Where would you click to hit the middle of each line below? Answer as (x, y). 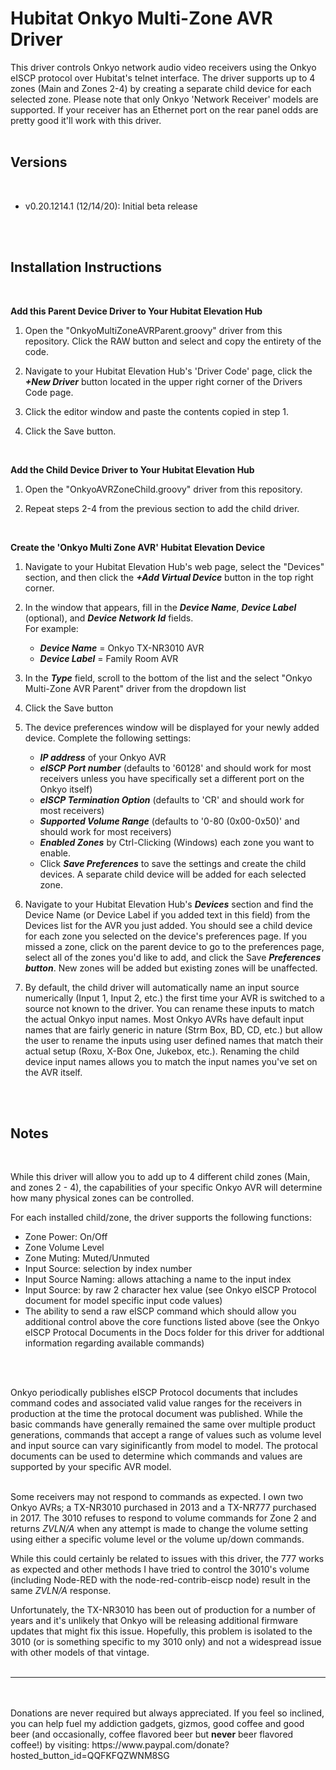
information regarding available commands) (114, 1343)
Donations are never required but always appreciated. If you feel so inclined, (167, 1713)
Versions (39, 162)
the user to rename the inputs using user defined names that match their (174, 1040)
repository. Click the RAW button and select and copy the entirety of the (173, 341)
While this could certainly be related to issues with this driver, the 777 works (167, 1559)
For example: (51, 628)
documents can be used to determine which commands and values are (156, 1456)
